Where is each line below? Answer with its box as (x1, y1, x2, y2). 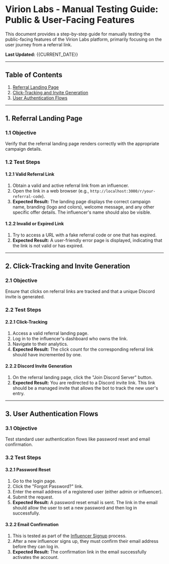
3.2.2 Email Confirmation (5, 522, 59, 528)
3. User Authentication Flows (5, 410, 99, 418)
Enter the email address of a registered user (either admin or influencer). (12, 488, 163, 494)
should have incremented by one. (12, 351, 82, 357)
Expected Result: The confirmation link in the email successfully (12, 548, 147, 555)
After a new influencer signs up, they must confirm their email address (12, 538, 158, 544)
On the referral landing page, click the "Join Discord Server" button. (12, 374, 153, 380)
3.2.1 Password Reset (5, 466, 51, 472)
